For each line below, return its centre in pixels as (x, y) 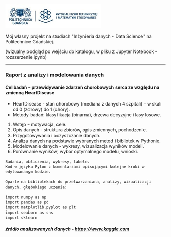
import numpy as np (26, 197)
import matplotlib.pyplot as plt (41, 207)
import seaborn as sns (29, 213)
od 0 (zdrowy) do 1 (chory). (41, 109)
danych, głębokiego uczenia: (36, 187)
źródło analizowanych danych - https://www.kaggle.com (67, 229)
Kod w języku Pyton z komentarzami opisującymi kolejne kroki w (75, 167)
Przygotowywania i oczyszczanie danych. (56, 136)
